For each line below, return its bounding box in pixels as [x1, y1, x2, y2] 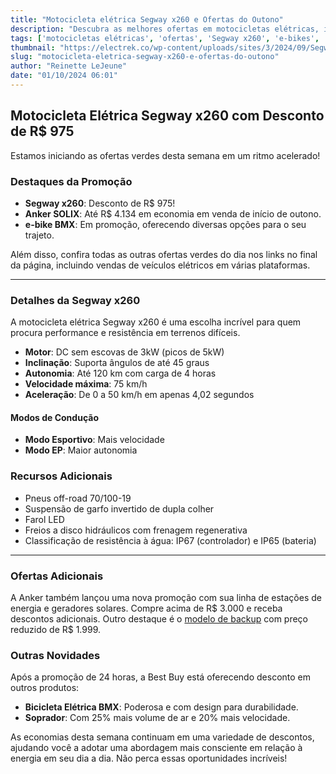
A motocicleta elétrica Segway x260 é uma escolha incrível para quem [10, 316, 302, 328]
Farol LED [24, 513, 65, 525]
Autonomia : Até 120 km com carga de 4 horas [24, 367, 217, 380]
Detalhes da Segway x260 [10, 293, 141, 307]
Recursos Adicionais [10, 469, 113, 483]
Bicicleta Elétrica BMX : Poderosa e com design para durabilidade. [24, 701, 299, 713]
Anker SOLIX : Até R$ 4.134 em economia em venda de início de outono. [24, 207, 322, 220]
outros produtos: [10, 682, 80, 694]
